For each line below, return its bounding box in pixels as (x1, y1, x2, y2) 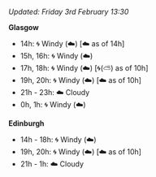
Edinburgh (8, 119, 45, 128)
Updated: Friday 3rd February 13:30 (8, 7, 129, 16)
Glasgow (8, 23, 39, 32)
